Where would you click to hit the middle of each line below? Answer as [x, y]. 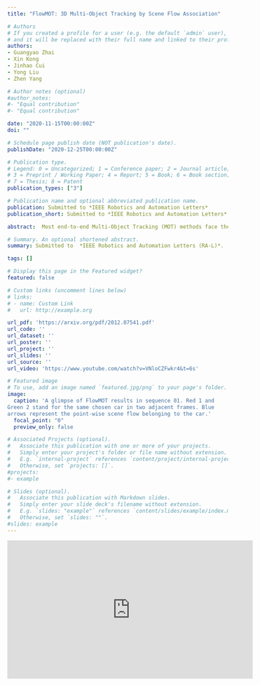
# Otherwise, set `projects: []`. [61, 465]
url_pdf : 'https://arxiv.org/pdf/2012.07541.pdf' [81, 323]
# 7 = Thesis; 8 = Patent [45, 182]
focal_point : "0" [39, 420]
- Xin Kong [23, 59]
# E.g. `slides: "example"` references [69, 511]
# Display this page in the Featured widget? [75, 271]
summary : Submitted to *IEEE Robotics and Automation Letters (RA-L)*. [116, 246]
